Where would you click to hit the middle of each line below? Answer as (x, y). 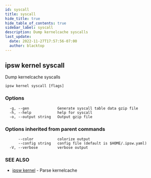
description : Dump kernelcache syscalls (47, 32)
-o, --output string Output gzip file (51, 117)
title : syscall (20, 14)
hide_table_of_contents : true (36, 23)
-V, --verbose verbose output (49, 148)
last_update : (18, 37)
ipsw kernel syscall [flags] (35, 86)
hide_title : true (23, 18)
